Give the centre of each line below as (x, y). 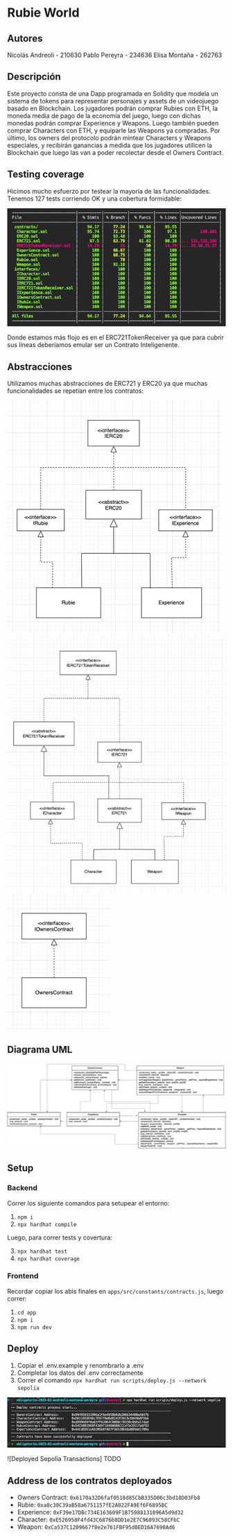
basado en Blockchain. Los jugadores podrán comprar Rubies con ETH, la (113, 108)
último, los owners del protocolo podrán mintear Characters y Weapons (109, 137)
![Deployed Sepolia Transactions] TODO (64, 1459)
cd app (27, 1312)
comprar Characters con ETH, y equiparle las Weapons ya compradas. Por (114, 130)
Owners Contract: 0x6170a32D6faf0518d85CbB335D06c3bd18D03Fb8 (109, 1497)
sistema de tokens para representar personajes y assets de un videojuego (113, 101)
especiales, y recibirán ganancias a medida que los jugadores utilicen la (110, 145)
